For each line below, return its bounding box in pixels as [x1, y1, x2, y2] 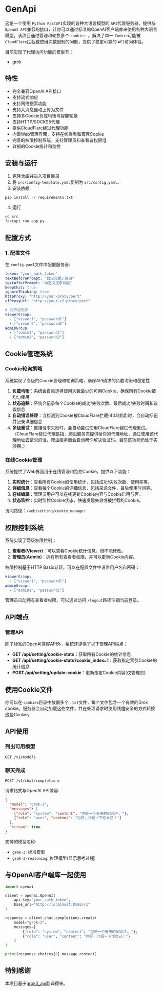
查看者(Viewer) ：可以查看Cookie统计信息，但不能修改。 [12, 548, 126, 554]
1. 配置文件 [5, 249, 30, 256]
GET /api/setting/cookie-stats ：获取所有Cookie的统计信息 [12, 652, 131, 657]
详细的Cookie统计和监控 [12, 143, 61, 149]
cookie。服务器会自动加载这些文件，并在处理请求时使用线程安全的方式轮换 [5, 705, 156, 711]
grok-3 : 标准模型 [12, 849, 45, 855]
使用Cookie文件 [5, 685, 53, 694]
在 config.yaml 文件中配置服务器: [5, 261, 70, 267]
